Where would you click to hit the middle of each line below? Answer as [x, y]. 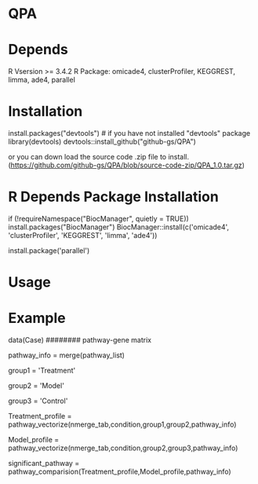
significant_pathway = [44, 464]
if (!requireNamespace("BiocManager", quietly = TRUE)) [99, 218]
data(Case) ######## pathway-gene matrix [80, 340]
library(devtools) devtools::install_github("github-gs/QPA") [102, 141]
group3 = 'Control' [38, 401]
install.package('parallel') [49, 251]
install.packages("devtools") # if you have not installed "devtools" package [129, 134]
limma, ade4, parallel [42, 80]
